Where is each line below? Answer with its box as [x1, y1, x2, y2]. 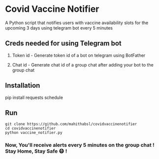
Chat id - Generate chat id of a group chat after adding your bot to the [12, 62, 154, 67]
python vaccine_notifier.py [5, 130, 63, 135]
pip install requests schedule [5, 95, 63, 100]
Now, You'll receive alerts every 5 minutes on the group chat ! [5, 142, 155, 149]
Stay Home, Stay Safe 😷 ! [5, 148, 67, 155]
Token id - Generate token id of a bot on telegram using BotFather [12, 52, 146, 58]
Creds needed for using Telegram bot [5, 39, 122, 48]
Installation [5, 81, 40, 90]
